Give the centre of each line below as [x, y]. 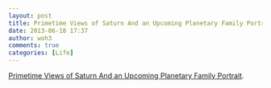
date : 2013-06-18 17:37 [48, 30]
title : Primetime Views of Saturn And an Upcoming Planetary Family [126, 23]
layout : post [30, 16]
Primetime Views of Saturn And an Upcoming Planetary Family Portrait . [126, 76]
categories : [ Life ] [41, 53]
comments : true [34, 46]
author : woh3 [30, 38]
